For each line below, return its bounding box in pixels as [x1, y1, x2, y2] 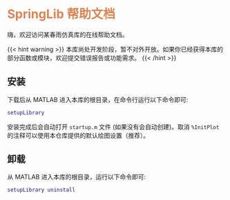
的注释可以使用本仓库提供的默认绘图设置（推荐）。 [7, 131, 150, 139]
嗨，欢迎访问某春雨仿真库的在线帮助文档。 [7, 30, 128, 39]
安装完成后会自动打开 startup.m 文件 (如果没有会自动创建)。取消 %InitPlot [7, 122, 220, 131]
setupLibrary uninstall [7, 187, 76, 194]
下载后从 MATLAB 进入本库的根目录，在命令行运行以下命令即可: [7, 95, 189, 103]
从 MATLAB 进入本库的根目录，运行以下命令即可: [7, 173, 146, 181]
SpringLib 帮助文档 [7, 6, 115, 22]
